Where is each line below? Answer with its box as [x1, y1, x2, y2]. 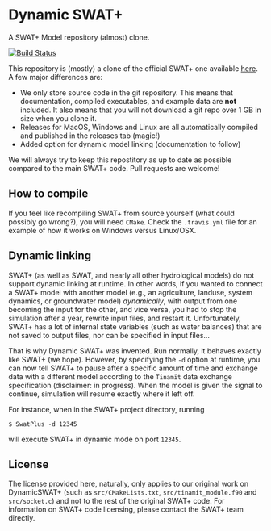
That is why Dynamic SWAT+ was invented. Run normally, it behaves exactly [8, 345, 262, 356]
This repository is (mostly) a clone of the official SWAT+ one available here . [8, 63, 258, 73]
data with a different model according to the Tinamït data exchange [8, 371, 232, 381]
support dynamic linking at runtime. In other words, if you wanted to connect [8, 278, 263, 288]
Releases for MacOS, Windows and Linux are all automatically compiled [19, 122, 258, 132]
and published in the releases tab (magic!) [19, 131, 161, 140]
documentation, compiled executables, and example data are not [19, 96, 236, 106]
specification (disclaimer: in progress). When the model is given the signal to [8, 380, 263, 390]
